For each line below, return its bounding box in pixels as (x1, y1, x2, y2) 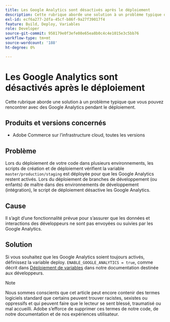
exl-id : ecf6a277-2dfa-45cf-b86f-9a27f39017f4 (5, 17, 105, 22)
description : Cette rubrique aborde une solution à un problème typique (5, 12, 162, 17)
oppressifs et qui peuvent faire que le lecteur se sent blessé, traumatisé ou (5, 300, 161, 306)
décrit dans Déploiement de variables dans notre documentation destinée (5, 264, 159, 270)
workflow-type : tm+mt (5, 36, 51, 41)
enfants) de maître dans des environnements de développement (5, 181, 139, 188)
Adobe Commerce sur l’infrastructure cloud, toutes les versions (12, 132, 145, 138)
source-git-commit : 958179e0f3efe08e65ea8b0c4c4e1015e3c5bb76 (5, 31, 139, 36)
